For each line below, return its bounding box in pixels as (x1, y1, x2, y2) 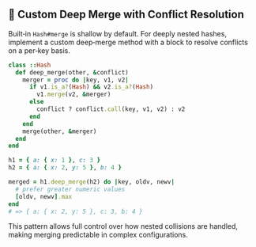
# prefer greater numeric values (15, 185, 126, 193)
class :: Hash (8, 61, 51, 69)
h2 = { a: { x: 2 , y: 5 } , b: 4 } (8, 164, 122, 172)
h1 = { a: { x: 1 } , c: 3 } (8, 156, 101, 165)
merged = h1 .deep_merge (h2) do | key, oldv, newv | (8, 178, 175, 186)
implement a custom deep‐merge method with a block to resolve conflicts (8, 37, 249, 47)
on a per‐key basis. (8, 45, 71, 55)
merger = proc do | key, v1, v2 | (22, 76, 129, 84)
